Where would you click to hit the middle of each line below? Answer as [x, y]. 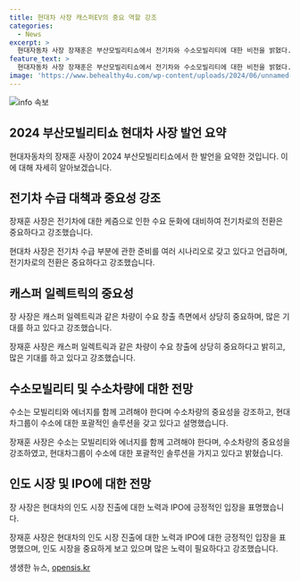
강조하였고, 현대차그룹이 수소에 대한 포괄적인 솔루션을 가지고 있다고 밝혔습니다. [146, 453]
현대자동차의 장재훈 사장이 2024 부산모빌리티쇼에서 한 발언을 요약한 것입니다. [144, 156]
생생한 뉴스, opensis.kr [50, 567]
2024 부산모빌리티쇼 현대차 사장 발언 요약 [118, 133]
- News [29, 34]
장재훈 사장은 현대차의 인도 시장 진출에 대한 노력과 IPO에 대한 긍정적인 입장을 [143, 537]
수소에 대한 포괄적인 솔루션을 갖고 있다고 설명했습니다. [134, 423]
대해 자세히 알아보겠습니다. [65, 167]
